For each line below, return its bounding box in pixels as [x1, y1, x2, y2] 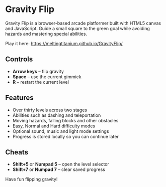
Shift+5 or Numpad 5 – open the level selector [12, 161, 110, 167]
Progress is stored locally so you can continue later [12, 133, 119, 139]
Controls [5, 55, 33, 64]
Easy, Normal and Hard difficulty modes [12, 123, 96, 129]
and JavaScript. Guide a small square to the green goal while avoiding [5, 25, 150, 31]
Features [5, 94, 34, 102]
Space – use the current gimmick [12, 74, 81, 80]
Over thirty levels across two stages [12, 107, 87, 113]
